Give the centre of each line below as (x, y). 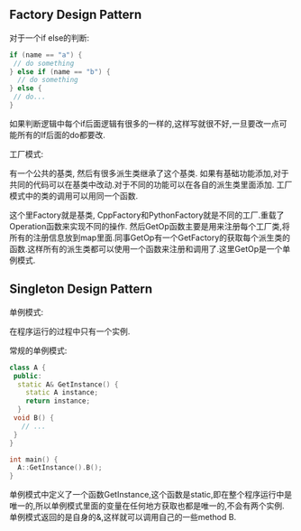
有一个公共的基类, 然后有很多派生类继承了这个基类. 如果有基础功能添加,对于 (149, 173)
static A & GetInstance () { (68, 384)
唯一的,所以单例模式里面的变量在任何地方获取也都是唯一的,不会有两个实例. (147, 506)
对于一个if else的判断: (50, 37)
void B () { (33, 418)
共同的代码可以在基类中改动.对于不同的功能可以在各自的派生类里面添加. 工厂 (151, 184)
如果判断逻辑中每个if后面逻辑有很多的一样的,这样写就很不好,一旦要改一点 (144, 123)
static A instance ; (62, 393)
